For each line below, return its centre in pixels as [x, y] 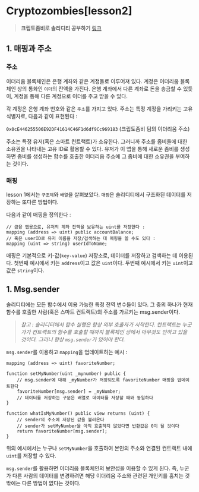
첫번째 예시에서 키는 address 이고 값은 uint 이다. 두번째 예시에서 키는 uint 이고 [103, 263]
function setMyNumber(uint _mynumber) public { [66, 373]
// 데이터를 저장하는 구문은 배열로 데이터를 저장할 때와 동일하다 [85, 398]
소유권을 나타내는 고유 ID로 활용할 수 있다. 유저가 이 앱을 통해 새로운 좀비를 [93, 149]
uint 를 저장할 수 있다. [31, 455]
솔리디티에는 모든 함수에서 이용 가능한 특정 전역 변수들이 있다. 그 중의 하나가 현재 [99, 304]
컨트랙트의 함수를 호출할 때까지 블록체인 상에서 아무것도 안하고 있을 [110, 332]
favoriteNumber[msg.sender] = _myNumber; [69, 391]
